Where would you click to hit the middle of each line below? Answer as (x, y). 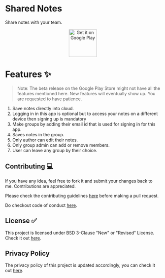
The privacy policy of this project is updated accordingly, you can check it (80, 265)
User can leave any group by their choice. (55, 150)
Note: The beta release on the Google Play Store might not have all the (89, 88)
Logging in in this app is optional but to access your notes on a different (85, 114)
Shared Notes (34, 9)
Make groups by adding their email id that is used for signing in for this (84, 124)
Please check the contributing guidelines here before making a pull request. (82, 196)
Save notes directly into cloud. (43, 108)
